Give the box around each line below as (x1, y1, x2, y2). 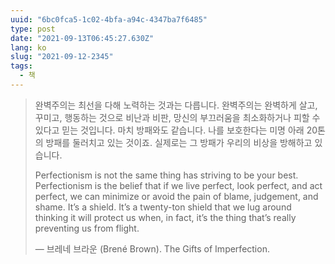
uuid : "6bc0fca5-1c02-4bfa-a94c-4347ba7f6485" (10, 14, 208, 25)
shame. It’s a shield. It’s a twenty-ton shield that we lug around (34, 201, 292, 213)
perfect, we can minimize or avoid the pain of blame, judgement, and (34, 190, 319, 202)
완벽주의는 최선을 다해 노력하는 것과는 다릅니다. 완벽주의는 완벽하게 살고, (34, 99, 318, 111)
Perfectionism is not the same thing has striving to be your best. (34, 169, 299, 181)
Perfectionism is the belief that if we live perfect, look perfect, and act (34, 179, 323, 191)
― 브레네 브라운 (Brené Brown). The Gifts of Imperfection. (34, 242, 270, 255)
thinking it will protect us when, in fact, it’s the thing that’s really (34, 211, 297, 223)
